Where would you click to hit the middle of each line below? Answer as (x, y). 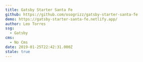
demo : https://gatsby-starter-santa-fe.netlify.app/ (61, 19)
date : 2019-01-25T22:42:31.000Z (39, 47)
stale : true (18, 51)
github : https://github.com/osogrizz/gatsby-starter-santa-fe (71, 14)
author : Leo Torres (26, 24)
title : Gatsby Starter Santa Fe (39, 10)
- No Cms (19, 42)
